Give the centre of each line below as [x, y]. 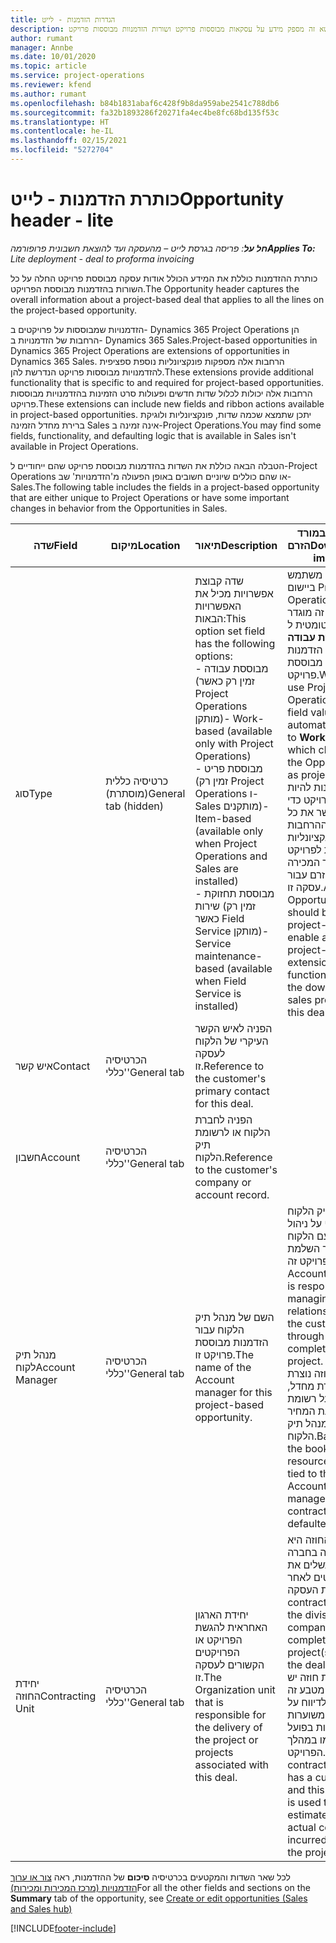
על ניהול [305, 1223]
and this [306, 1789]
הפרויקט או [218, 1639]
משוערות [306, 1714]
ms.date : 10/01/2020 [53, 57]
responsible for [230, 1714]
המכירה [304, 862]
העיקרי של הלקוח [231, 1041]
